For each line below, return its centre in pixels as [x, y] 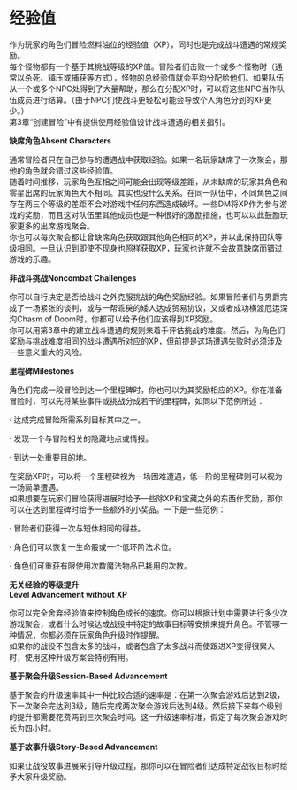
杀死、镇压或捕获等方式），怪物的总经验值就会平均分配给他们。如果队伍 [154, 77]
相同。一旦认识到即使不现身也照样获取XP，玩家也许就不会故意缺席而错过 [149, 248]
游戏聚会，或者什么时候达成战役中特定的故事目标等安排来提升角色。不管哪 [145, 623]
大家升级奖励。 [44, 777]
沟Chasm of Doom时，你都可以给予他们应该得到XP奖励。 [114, 319]
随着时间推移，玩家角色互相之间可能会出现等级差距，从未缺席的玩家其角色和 [148, 182]
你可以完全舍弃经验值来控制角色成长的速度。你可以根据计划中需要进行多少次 [148, 613]
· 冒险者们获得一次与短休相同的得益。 [77, 528]
